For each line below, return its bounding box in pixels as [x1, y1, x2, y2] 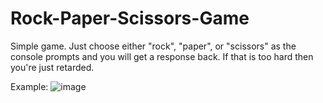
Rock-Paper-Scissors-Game [10, 7, 250, 30]
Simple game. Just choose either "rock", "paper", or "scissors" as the [10, 40, 297, 52]
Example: [10, 80, 49, 92]
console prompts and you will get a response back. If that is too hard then [10, 50, 314, 62]
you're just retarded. [10, 61, 95, 73]
